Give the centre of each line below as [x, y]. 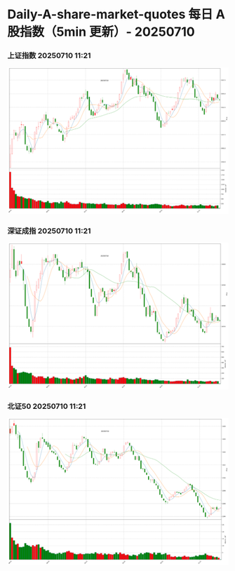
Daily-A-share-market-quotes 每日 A [116, 14]
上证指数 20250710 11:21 [49, 55]
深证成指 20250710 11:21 [49, 231]
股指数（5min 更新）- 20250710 [101, 32]
